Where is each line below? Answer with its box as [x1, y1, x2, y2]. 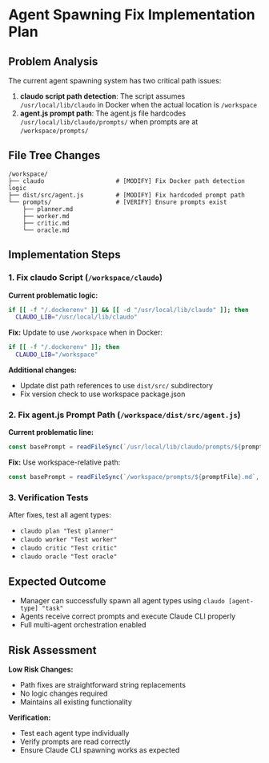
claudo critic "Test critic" [19, 544, 118, 553]
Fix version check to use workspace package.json [19, 389, 186, 399]
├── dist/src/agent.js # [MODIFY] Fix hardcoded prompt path [8, 191, 246, 199]
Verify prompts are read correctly [19, 737, 130, 746]
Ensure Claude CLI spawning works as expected [19, 745, 180, 755]
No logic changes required [19, 688, 108, 698]
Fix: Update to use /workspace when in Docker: [8, 327, 163, 338]
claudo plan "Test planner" [19, 527, 114, 535]
